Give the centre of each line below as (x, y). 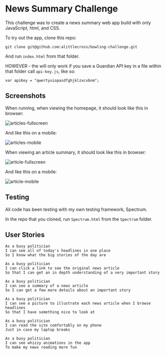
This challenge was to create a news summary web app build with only (78, 23)
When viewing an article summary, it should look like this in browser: (76, 152)
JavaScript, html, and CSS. (33, 28)
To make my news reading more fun (41, 347)
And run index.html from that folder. (42, 56)
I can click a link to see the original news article (62, 268)
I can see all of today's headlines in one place (58, 251)
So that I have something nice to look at (50, 312)
